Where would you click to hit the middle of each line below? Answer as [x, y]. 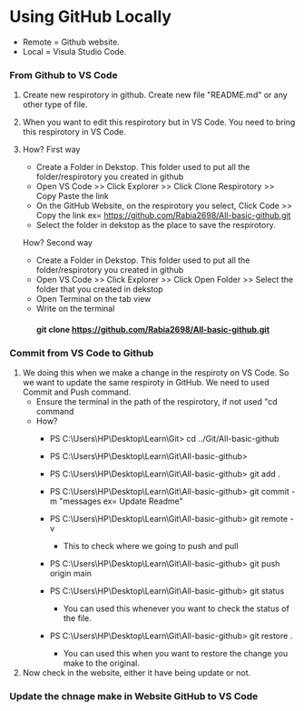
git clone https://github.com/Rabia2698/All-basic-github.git [153, 329]
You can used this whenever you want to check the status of [177, 609]
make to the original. [102, 663]
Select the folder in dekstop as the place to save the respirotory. [156, 225]
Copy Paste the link [72, 196]
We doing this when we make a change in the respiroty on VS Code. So [156, 373]
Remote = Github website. [71, 42]
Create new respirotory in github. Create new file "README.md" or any [155, 95]
